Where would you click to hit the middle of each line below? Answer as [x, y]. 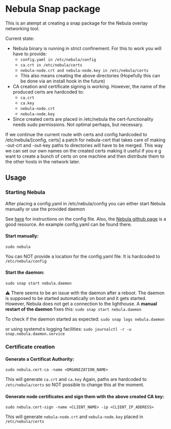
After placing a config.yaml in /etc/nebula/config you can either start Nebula [86, 203]
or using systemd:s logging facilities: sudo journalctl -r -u [68, 329]
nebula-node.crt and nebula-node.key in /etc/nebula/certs [84, 70]
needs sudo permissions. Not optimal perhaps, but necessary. [78, 124]
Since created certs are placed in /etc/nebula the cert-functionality [83, 119]
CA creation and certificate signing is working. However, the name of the [89, 86]
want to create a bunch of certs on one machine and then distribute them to [85, 156]
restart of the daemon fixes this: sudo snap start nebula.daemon [74, 309]
